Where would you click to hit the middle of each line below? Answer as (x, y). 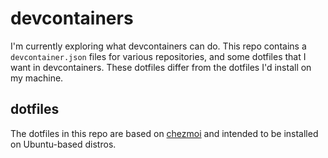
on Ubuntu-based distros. (63, 144)
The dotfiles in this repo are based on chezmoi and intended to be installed (164, 133)
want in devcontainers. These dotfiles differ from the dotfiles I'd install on (161, 67)
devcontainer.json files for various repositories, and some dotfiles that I (158, 56)
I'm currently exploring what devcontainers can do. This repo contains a (158, 46)
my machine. (37, 78)
